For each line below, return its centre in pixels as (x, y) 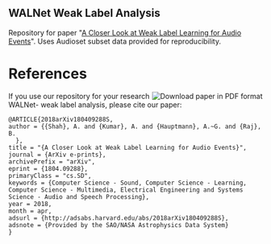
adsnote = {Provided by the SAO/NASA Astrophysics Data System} (119, 225)
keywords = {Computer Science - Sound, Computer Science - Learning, (128, 183)
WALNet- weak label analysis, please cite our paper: (95, 105)
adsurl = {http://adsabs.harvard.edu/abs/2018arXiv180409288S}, (119, 218)
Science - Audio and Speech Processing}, (79, 196)
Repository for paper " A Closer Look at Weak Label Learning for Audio (125, 32)
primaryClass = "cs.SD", (50, 176)
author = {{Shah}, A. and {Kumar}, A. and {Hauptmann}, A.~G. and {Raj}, (135, 126)
